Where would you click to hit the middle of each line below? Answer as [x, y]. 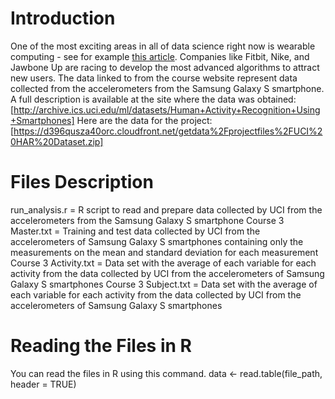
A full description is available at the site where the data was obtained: [153, 99]
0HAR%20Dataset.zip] [57, 141]
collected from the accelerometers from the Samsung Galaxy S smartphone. [167, 88]
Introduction [63, 18]
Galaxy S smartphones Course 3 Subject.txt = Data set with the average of [164, 284]
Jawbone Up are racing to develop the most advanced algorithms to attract [165, 67]
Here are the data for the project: [144, 120]
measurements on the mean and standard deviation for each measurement [164, 252]
